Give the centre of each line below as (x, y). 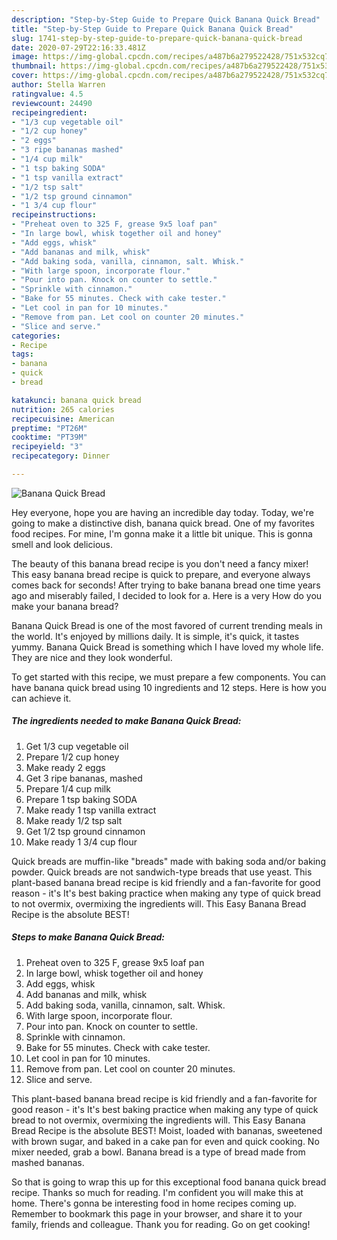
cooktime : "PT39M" (49, 437)
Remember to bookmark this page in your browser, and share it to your (157, 1213)
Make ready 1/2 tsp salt (74, 820)
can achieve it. (41, 698)
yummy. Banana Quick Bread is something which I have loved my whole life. (167, 647)
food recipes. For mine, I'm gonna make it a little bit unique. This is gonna (162, 533)
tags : (22, 354)
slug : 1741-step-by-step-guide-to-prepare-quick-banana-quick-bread (157, 38)
